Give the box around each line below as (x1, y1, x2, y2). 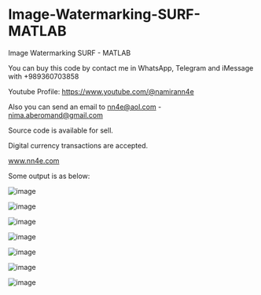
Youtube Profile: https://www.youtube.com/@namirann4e (8, 86, 194, 96)
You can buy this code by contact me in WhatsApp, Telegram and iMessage (8, 63, 254, 72)
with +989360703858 (8, 71, 79, 81)
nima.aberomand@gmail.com (8, 110, 104, 119)
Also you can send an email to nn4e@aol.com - (8, 102, 162, 111)
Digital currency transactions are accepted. (8, 140, 149, 150)
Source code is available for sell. (8, 126, 114, 135)
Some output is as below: (8, 171, 90, 180)
